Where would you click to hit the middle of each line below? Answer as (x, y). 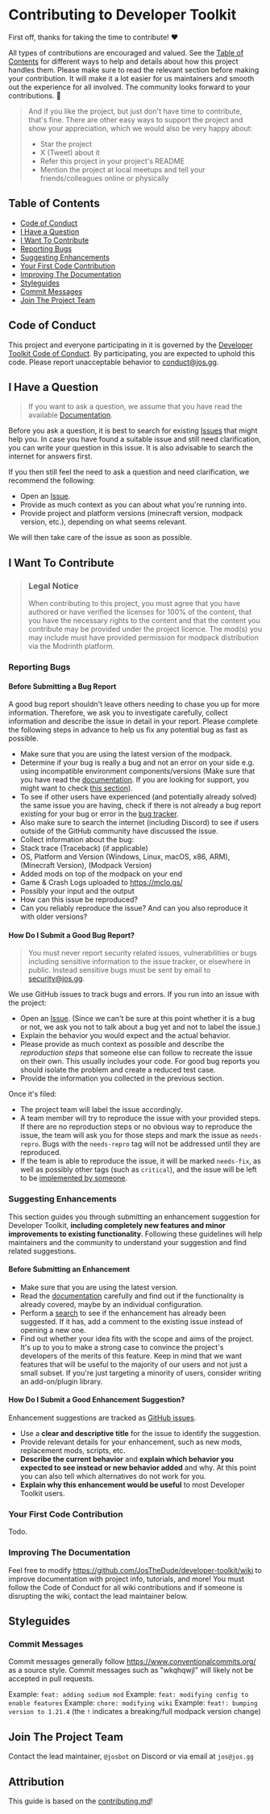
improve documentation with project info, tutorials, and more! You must (126, 1579)
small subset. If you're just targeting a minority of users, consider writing (141, 1372)
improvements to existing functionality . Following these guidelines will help (135, 1234)
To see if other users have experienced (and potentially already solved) (138, 797)
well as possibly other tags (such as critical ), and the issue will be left (138, 1169)
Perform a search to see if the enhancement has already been (123, 1313)
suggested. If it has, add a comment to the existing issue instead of (131, 1321)
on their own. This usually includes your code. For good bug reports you (140, 1061)
